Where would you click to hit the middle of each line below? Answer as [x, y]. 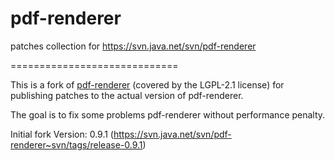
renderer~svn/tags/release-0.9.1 [76, 144]
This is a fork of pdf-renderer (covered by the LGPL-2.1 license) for [147, 84]
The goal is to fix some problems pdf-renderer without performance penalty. [168, 114]
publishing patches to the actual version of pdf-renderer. [127, 95]
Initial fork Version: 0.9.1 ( [62, 134]
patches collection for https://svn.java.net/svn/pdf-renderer [133, 46]
